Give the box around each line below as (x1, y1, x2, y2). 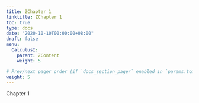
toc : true (6, 19, 31, 25)
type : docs (6, 25, 33, 31)
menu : (6, 42, 20, 48)
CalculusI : (11, 47, 38, 53)
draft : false (6, 36, 38, 42)
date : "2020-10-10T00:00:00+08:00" (6, 31, 94, 36)
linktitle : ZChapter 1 (6, 14, 62, 20)
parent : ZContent (17, 52, 60, 58)
